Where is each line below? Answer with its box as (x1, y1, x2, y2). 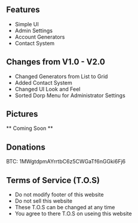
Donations (6, 142, 46, 152)
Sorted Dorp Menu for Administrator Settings (14, 92, 125, 99)
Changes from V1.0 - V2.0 (6, 57, 106, 67)
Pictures (6, 109, 38, 119)
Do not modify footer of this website (14, 191, 104, 199)
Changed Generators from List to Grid (14, 73, 108, 80)
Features (6, 5, 40, 15)
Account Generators (14, 33, 65, 41)
